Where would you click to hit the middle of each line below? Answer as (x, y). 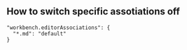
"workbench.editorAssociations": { (58, 27)
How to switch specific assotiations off (93, 11)
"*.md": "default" (40, 33)
